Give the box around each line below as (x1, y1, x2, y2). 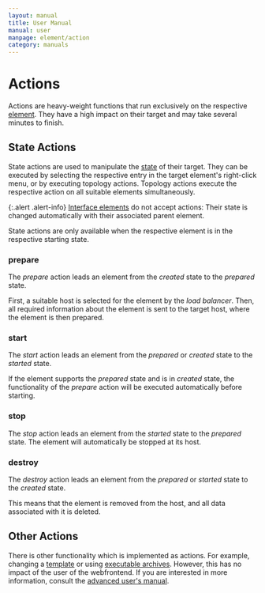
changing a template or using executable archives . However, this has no (8, 559, 242, 568)
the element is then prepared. (8, 313, 104, 323)
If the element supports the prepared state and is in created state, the (8, 374, 235, 383)
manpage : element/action (8, 33, 90, 42)
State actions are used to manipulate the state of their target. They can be (8, 161, 248, 171)
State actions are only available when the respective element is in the (8, 226, 233, 236)
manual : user (8, 26, 51, 34)
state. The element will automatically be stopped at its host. (8, 436, 202, 447)
